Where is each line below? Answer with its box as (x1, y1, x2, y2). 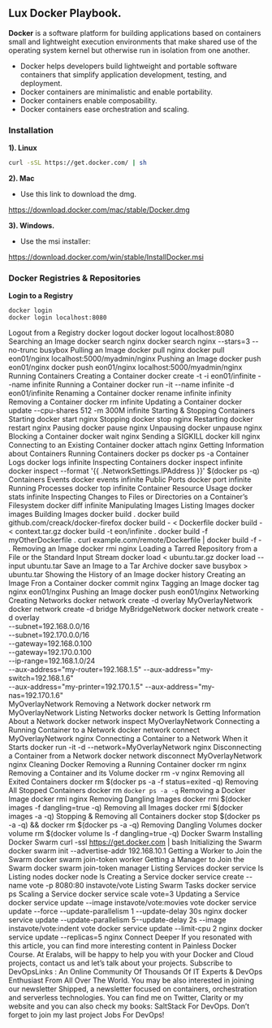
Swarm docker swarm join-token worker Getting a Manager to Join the (8, 855, 245, 865)
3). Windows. (8, 220, 55, 230)
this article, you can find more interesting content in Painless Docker (8, 941, 237, 951)
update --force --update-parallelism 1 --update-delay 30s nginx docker (8, 906, 248, 917)
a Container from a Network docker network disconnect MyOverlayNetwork (8, 751, 262, 761)
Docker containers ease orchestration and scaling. (19, 104, 189, 114)
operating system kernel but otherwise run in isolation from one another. (8, 45, 250, 55)
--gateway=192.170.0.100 (8, 648, 92, 657)
